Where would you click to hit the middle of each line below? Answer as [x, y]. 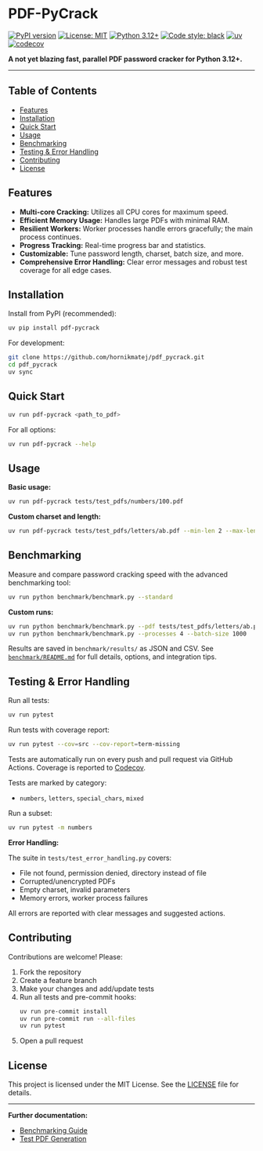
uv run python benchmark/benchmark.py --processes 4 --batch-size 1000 [127, 634]
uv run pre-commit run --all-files [77, 1018]
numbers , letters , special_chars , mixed [81, 798]
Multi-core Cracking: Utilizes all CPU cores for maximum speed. [124, 212]
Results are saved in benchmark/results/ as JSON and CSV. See [111, 649]
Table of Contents [53, 91]
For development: [36, 343]
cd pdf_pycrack [33, 365]
